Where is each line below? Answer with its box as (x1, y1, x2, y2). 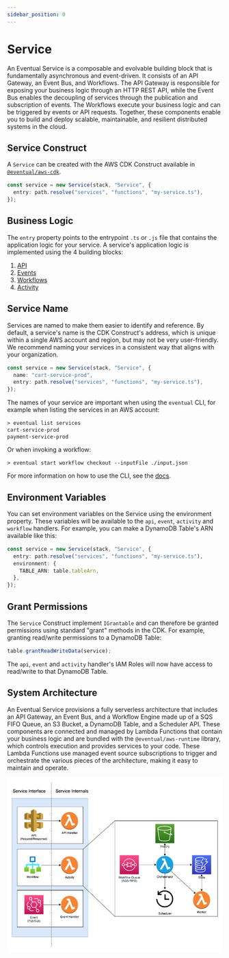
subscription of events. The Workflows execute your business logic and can (7, 100, 221, 109)
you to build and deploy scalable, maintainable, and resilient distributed (7, 115, 208, 123)
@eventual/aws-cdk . (7, 168, 62, 176)
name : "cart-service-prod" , (13, 371, 94, 378)
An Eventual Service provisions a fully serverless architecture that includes (7, 705, 218, 713)
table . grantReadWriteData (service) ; (7, 648, 111, 654)
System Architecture (7, 687, 98, 699)
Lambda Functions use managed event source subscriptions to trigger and (7, 749, 217, 757)
